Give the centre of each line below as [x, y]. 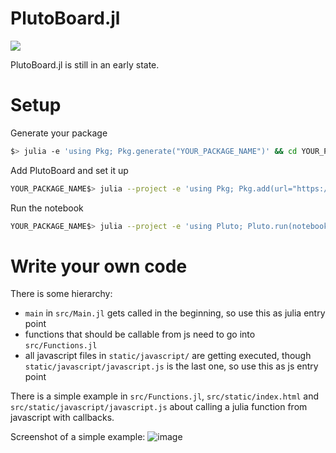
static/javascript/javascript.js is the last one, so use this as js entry [171, 366]
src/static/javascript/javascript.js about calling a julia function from [159, 407]
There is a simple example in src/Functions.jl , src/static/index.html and [165, 396]
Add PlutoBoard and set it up [69, 170]
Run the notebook [47, 208]
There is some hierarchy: [61, 294]
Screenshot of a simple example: [78, 437]
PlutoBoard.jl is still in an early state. [85, 64]
